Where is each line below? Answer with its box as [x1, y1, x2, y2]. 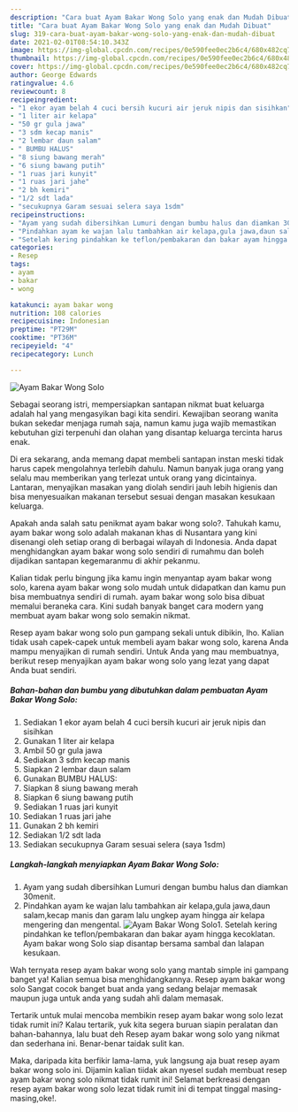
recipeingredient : [10, 95, 78, 104]
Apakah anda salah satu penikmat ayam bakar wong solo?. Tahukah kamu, [10, 518, 282, 528]
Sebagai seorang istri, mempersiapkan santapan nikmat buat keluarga [10, 399, 264, 410]
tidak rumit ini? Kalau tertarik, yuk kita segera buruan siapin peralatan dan [10, 1019, 279, 1030]
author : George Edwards [10, 71, 98, 80]
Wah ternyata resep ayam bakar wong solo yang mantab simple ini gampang [10, 964, 289, 975]
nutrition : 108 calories [10, 309, 102, 318]
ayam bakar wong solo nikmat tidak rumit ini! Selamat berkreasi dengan [10, 1074, 271, 1085]
